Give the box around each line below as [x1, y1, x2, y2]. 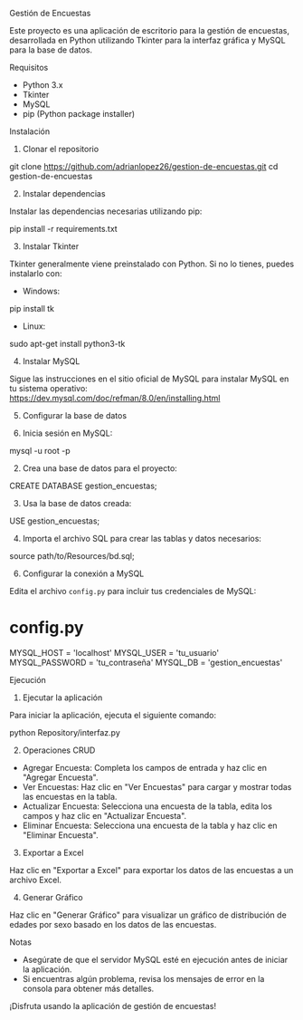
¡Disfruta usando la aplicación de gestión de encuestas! [9, 1000, 217, 1011]
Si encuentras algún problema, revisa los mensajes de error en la [22, 973, 265, 984]
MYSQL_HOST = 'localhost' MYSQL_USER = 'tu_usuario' [9, 647, 220, 658]
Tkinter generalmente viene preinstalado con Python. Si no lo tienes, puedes [9, 258, 295, 269]
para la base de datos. [9, 44, 93, 55]
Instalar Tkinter [22, 241, 80, 252]
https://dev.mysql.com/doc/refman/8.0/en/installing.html [9, 393, 221, 403]
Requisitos [9, 63, 49, 72]
